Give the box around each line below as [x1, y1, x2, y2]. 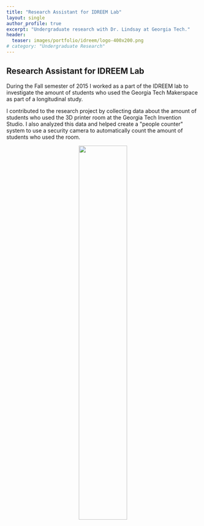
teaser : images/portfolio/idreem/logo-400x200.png [12, 37, 144, 44]
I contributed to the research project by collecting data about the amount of [6, 107, 197, 114]
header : [6, 32, 26, 38]
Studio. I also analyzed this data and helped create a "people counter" [6, 120, 184, 128]
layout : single [6, 15, 45, 21]
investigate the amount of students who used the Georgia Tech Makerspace [6, 88, 198, 96]
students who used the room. [6, 133, 81, 141]
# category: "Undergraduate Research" [6, 44, 105, 50]
